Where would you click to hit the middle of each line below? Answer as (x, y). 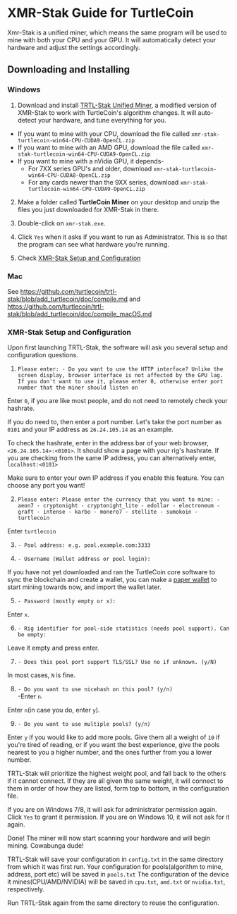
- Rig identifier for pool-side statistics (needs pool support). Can (123, 629)
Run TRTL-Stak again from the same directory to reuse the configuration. (114, 903)
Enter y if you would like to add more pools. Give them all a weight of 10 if (114, 737)
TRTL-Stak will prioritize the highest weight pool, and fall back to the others (117, 774)
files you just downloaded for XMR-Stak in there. (88, 209)
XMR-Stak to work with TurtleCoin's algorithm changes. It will (107, 112)
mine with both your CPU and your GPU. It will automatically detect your (112, 39)
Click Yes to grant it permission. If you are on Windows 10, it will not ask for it (119, 817)
